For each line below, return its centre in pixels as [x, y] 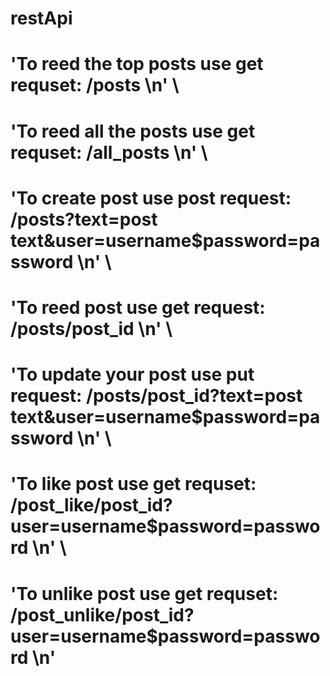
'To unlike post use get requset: [144, 593]
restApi [41, 18]
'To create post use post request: [151, 198]
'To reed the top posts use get [137, 64]
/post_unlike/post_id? [102, 614]
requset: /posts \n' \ [95, 85]
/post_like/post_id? [91, 505]
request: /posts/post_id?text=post [156, 396]
